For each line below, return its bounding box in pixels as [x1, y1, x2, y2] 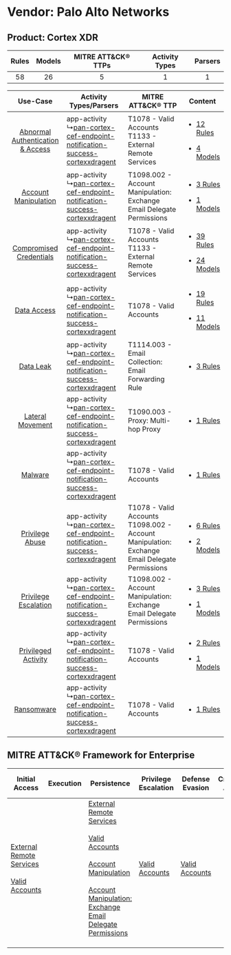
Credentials [16, 252, 54, 261]
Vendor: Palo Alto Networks [7, 4, 170, 20]
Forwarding [127, 374, 165, 383]
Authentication [11, 136, 59, 145]
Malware [21, 470, 49, 479]
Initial [16, 774, 36, 783]
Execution [47, 778, 82, 788]
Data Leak [19, 361, 52, 371]
